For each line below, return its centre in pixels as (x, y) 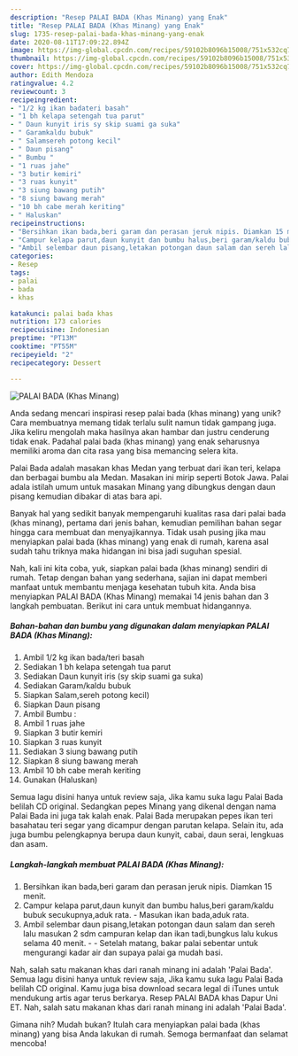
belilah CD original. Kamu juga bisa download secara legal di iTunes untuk (145, 989)
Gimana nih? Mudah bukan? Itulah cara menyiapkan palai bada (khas (135, 1025)
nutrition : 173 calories (56, 322)
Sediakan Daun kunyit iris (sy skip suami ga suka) (113, 676)
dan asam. (29, 844)
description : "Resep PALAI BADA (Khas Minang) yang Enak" (119, 17)
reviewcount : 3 (38, 91)
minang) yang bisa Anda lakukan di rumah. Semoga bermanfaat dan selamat (149, 1034)
